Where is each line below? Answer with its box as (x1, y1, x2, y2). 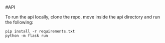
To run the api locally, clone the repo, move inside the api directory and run (5, 14, 160, 19)
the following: (5, 19, 34, 25)
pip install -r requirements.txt (5, 29, 75, 34)
